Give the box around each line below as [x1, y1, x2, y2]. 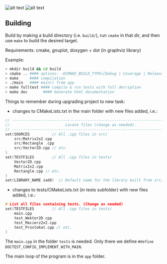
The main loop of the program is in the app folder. [5, 254, 106, 260]
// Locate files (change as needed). [5, 122, 137, 127]
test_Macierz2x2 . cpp [14, 220, 57, 225]
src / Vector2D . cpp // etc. [14, 146, 68, 151]
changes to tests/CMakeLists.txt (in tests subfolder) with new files [12, 187, 148, 193]
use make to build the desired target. [5, 37, 79, 43]
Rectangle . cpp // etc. [14, 169, 61, 174]
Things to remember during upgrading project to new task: [5, 98, 125, 104]
